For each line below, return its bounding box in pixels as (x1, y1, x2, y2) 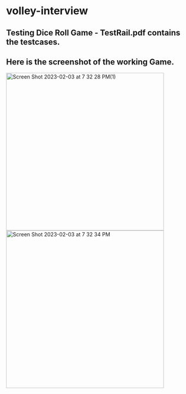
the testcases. (6, 37, 60, 47)
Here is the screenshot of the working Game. (6, 57, 174, 67)
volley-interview (6, 4, 89, 18)
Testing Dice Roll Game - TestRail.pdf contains (6, 28, 181, 38)
